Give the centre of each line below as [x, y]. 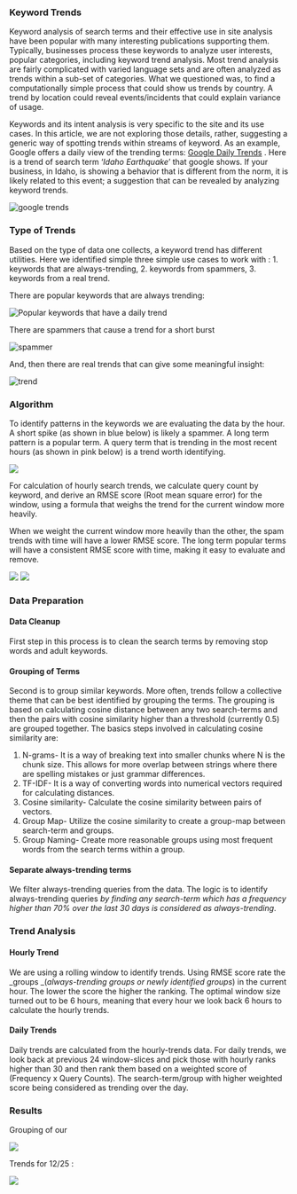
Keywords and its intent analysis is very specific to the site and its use [137, 124]
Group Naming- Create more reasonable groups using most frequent [147, 840]
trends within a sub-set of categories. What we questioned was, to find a [142, 79]
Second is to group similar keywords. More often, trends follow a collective [145, 691]
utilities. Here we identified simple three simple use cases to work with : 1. [144, 259]
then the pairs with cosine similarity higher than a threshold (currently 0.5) [145, 719]
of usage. [27, 107]
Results [26, 1111]
